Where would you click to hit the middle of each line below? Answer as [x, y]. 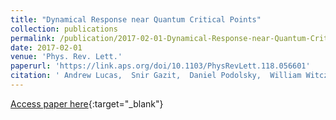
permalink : [33, 38]
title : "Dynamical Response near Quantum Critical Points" [136, 19]
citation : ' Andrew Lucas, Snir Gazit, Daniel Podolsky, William [156, 76]
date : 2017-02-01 [46, 47]
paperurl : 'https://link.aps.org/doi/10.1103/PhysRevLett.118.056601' [160, 66]
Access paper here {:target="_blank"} [87, 103]
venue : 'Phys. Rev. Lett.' [66, 57]
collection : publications [64, 29]
